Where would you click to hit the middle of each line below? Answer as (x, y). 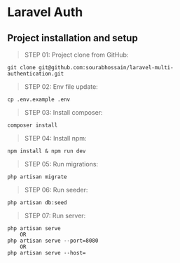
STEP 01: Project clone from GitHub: (76, 55)
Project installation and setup (72, 38)
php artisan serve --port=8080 (53, 241)
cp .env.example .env (39, 99)
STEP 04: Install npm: (55, 138)
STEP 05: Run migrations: (61, 164)
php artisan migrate (37, 177)
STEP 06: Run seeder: (56, 190)
